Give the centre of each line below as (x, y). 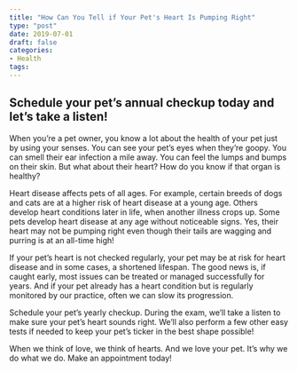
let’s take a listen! (59, 117)
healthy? (25, 176)
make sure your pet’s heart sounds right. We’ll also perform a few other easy (149, 321)
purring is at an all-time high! (62, 240)
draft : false (33, 42)
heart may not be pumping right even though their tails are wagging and (141, 231)
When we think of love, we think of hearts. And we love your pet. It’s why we (148, 348)
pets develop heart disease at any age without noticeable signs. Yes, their (144, 221)
